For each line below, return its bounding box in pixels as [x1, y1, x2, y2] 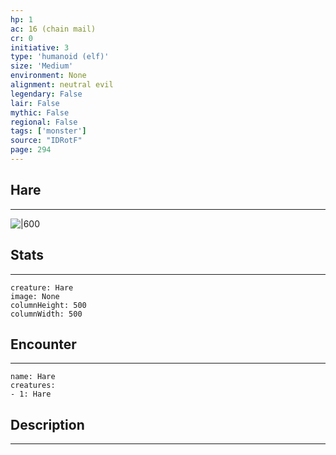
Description [10, 416, 85, 433]
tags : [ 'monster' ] [10, 126, 87, 136]
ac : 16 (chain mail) [10, 24, 97, 34]
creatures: [10, 381, 56, 391]
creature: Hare [10, 282, 74, 293]
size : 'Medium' [10, 61, 74, 71]
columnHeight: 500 [10, 300, 87, 310]
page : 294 [10, 145, 52, 155]
